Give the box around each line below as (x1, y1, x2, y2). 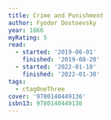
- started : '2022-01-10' (15, 63, 97, 71)
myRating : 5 (8, 33, 47, 42)
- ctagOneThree (15, 84, 65, 93)
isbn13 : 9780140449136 (8, 99, 83, 107)
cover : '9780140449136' (8, 92, 87, 100)
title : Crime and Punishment (8, 11, 104, 20)
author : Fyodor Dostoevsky (8, 19, 97, 27)
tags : (8, 77, 26, 85)
